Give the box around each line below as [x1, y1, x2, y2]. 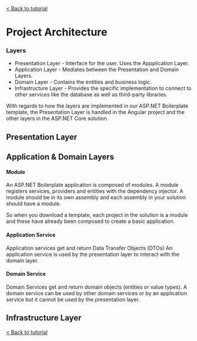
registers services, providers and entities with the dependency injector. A [6, 188, 183, 195]
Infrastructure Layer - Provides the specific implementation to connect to [14, 85, 192, 92]
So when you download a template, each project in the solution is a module [6, 212, 188, 219]
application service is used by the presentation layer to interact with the [6, 250, 179, 258]
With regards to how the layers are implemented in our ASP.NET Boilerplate [6, 102, 189, 109]
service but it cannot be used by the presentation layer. [6, 296, 140, 303]
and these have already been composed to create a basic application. [6, 218, 175, 225]
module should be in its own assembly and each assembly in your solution [6, 194, 186, 201]
